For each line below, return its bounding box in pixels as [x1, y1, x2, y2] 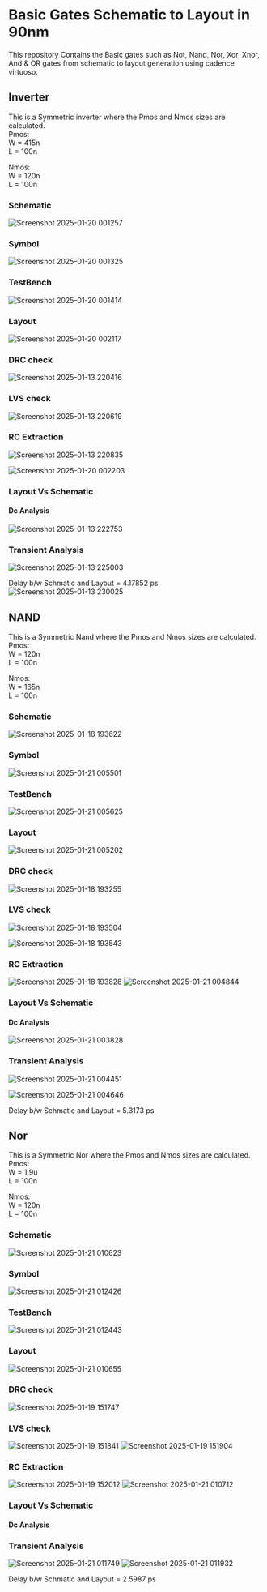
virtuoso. [8, 66, 38, 76]
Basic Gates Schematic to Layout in [8, 6, 251, 24]
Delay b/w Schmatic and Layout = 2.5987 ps [8, 1574, 156, 1584]
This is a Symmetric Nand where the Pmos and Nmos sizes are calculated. [8, 632, 256, 642]
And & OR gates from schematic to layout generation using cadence [8, 58, 235, 68]
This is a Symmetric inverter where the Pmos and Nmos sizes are [8, 112, 226, 122]
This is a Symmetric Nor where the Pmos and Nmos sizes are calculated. [8, 1150, 251, 1160]
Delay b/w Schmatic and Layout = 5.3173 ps [8, 1105, 155, 1115]
